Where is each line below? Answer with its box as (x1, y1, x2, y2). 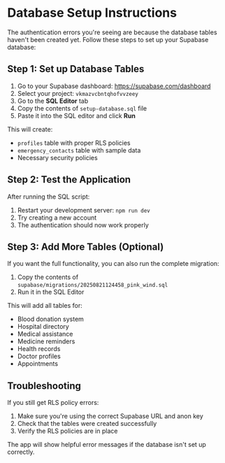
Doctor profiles (17, 352, 61, 361)
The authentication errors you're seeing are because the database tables (7, 28, 218, 36)
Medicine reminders (17, 337, 75, 346)
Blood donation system (17, 315, 84, 323)
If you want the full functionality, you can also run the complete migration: (7, 259, 219, 268)
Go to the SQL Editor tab (17, 97, 89, 105)
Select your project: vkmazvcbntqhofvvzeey (17, 89, 138, 97)
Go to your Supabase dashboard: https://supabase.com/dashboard (17, 82, 211, 90)
